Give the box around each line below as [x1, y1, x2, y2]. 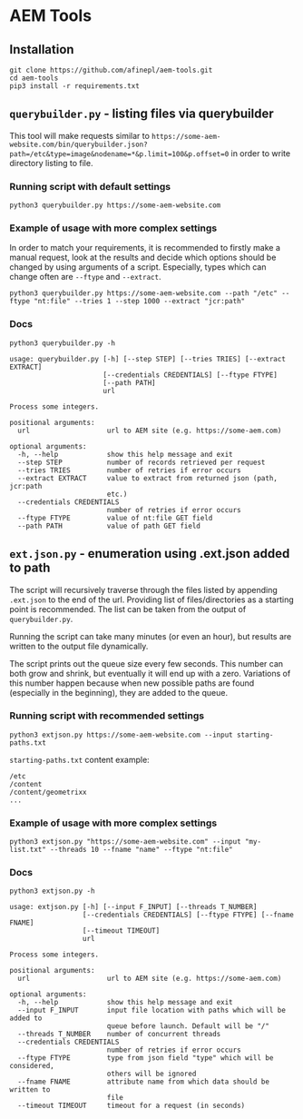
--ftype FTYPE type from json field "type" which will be [17, 1054, 274, 1063]
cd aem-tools [9, 74, 59, 83]
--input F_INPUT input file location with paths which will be [17, 1005, 286, 1015]
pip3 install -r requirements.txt [9, 82, 141, 91]
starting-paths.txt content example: [9, 754, 150, 765]
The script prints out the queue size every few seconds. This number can [9, 658, 284, 668]
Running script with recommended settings [9, 709, 205, 722]
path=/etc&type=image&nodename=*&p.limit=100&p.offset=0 [9, 149, 230, 159]
